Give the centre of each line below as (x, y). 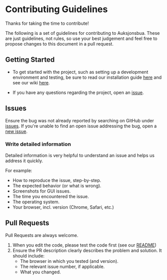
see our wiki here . (31, 82)
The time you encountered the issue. (51, 196)
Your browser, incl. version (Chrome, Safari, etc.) (63, 207)
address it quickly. (24, 161)
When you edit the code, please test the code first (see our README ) (85, 245)
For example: (19, 170)
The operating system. (36, 202)
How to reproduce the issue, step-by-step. (57, 180)
